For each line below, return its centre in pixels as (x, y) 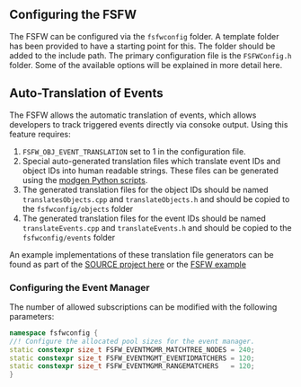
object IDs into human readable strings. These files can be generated (150, 171)
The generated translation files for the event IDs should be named (144, 218)
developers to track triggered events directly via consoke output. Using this (149, 124)
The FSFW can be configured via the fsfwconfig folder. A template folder (144, 36)
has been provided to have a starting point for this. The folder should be (142, 46)
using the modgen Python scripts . (85, 180)
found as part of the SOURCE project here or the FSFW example (128, 264)
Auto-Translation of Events (86, 93)
